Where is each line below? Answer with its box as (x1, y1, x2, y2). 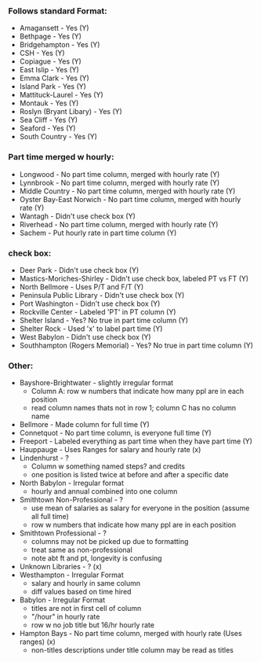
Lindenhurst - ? (19, 454, 69, 463)
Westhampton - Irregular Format (19, 570, 124, 579)
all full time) (31, 512, 69, 521)
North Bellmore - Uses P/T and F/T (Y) (19, 281, 144, 292)
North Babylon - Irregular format (19, 478, 124, 488)
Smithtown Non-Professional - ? (19, 495, 124, 505)
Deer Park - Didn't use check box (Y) (19, 265, 140, 274)
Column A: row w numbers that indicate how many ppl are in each (31, 387, 245, 396)
